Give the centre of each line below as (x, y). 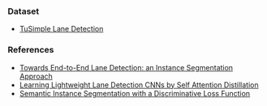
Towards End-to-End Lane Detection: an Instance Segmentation (126, 67)
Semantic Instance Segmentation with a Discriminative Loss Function (135, 93)
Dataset (24, 11)
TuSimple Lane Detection (61, 29)
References (31, 50)
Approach (36, 76)
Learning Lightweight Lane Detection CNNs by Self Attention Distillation (139, 85)
